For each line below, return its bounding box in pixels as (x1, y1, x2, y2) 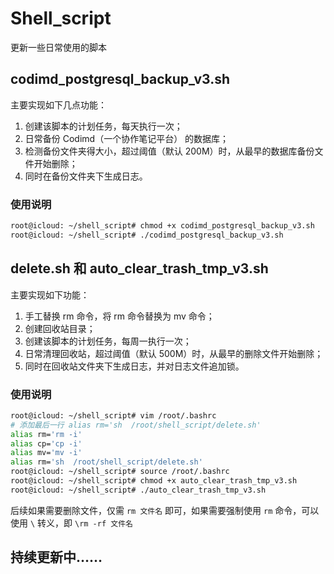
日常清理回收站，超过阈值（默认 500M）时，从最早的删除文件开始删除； (24, 347, 324, 359)
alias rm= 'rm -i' (10, 429, 83, 439)
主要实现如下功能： (10, 288, 90, 301)
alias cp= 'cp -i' (10, 438, 83, 449)
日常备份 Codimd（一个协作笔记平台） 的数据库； (24, 132, 230, 144)
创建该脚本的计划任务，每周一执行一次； (24, 335, 192, 347)
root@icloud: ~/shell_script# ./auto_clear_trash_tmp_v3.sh (10, 485, 267, 495)
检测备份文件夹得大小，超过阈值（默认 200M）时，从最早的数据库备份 (24, 145, 315, 157)
